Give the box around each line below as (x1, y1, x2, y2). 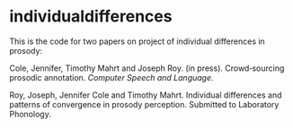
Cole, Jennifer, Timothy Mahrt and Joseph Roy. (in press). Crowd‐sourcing (9, 63, 285, 73)
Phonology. (9, 108, 51, 119)
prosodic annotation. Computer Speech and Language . (9, 72, 214, 82)
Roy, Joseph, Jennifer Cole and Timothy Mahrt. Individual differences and (9, 90, 282, 100)
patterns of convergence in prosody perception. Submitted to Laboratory (9, 98, 280, 109)
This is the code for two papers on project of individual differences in (9, 36, 265, 47)
